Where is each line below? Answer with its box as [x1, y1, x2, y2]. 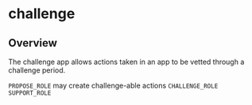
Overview [8, 36, 58, 50]
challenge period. [8, 66, 66, 75]
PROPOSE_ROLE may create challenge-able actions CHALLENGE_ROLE [8, 81, 219, 90]
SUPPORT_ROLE [8, 89, 52, 97]
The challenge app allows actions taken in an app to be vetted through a [8, 57, 245, 66]
